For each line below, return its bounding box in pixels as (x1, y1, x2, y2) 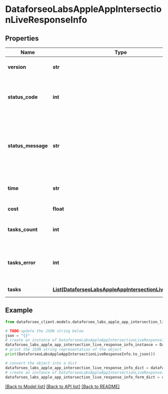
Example (5, 306, 33, 314)
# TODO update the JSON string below (5, 328, 84, 333)
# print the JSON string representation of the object (5, 347, 122, 352)
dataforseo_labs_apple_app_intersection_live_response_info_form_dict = (5, 374, 160, 379)
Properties (5, 34, 39, 42)
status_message (7, 142, 48, 149)
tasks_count (7, 226, 38, 233)
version (7, 63, 26, 70)
